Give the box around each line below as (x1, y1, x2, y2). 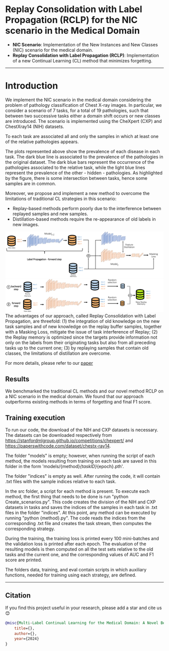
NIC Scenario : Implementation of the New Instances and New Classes (12, 41, 158, 47)
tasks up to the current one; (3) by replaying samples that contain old (5, 345, 149, 351)
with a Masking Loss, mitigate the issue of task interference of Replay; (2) (5, 329, 158, 335)
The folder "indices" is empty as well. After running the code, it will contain (5, 473, 160, 479)
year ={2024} (14, 636, 39, 641)
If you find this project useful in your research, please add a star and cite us (5, 605, 162, 611)
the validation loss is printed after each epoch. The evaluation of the (5, 541, 147, 547)
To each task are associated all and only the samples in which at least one (5, 133, 159, 139)
